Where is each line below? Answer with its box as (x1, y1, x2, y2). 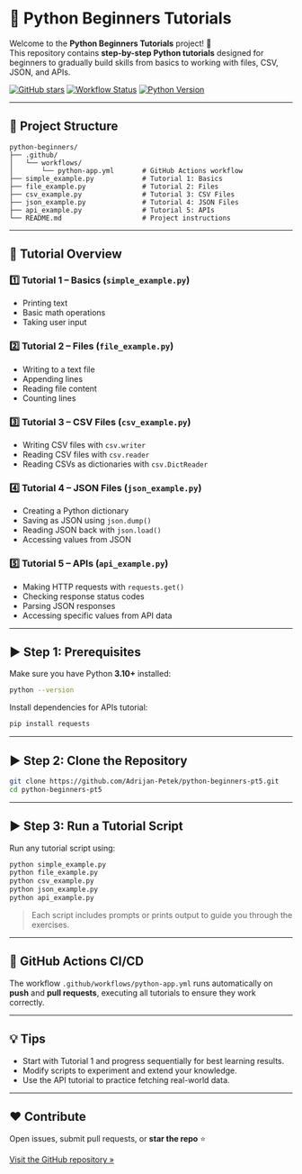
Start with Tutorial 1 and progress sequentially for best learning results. (22, 1055, 285, 1066)
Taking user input (22, 317, 87, 328)
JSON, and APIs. (9, 67, 71, 77)
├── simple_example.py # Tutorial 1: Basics (9, 174, 223, 183)
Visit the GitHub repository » (9, 1154, 115, 1165)
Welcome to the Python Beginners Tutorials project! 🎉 (9, 38, 212, 49)
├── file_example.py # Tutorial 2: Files (9, 182, 219, 191)
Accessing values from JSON (22, 534, 132, 545)
